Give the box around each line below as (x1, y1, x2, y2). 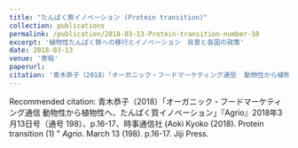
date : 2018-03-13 (9, 46, 74, 55)
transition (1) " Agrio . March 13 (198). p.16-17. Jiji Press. (9, 128, 209, 138)
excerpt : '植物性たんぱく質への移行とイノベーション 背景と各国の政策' (9, 37, 245, 47)
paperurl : (9, 63, 46, 72)
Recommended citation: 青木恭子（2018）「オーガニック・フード (9, 96, 244, 106)
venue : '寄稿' (9, 54, 59, 63)
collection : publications (9, 21, 105, 30)
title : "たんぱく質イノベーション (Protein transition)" (9, 12, 208, 22)
